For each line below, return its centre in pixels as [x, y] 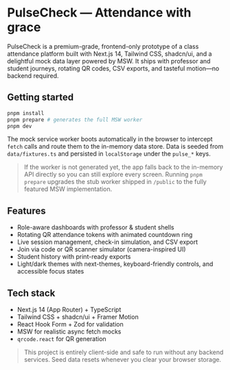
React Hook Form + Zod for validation [70, 324]
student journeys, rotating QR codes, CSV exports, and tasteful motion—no [113, 68]
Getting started [41, 97]
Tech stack [31, 293]
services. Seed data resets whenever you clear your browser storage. [123, 359]
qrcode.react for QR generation [61, 339]
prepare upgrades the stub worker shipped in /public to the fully [115, 182]
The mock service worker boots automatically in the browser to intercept [110, 139]
